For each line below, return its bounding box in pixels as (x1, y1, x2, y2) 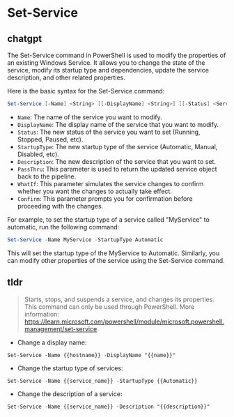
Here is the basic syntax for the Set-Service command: (7, 87, 165, 95)
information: (24, 310, 59, 318)
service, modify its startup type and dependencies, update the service (7, 66, 209, 74)
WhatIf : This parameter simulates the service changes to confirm (17, 179, 204, 188)
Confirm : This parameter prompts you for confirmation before (17, 194, 193, 203)
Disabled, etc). (17, 150, 59, 158)
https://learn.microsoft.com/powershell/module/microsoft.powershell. (24, 317, 224, 326)
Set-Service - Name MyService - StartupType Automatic (7, 236, 164, 243)
